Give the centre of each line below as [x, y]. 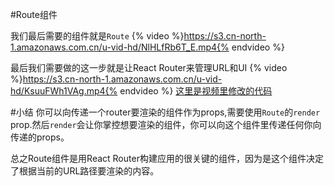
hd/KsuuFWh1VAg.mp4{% [64, 91]
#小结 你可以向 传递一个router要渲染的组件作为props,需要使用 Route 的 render [165, 112]
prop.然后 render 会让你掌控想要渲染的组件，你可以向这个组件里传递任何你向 [166, 124]
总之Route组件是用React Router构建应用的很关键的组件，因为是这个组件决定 [167, 158]
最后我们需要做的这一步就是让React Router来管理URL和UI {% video [149, 67]
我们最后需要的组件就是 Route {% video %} [97, 36]
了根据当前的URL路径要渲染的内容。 [85, 171]
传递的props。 [40, 137]
